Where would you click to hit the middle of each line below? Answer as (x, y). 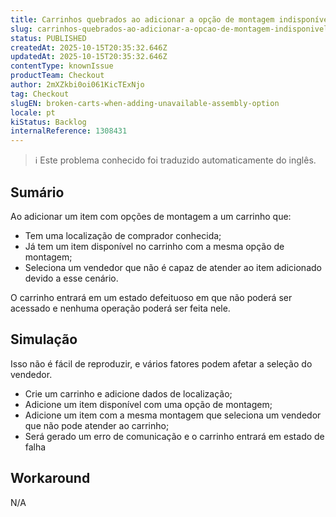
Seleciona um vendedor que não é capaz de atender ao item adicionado (173, 267)
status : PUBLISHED (48, 38)
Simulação (44, 339)
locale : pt (33, 112)
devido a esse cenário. (71, 278)
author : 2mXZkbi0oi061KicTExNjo (77, 85)
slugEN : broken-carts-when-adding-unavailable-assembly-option (145, 103)
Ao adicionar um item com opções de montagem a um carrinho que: (151, 216)
